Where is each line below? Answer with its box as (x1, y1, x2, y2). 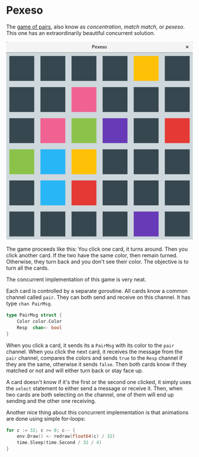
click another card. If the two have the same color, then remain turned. (6, 252, 178, 259)
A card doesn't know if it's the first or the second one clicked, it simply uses (6, 378, 191, 385)
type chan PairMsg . (6, 300, 52, 307)
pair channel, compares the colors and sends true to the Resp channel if (6, 354, 183, 362)
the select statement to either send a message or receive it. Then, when (6, 385, 182, 392)
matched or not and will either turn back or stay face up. (6, 367, 143, 374)
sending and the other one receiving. (6, 397, 97, 404)
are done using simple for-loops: (6, 415, 86, 422)
